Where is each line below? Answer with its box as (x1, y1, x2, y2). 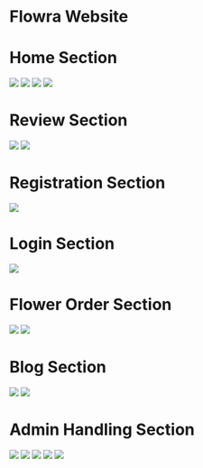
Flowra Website (9, 6, 129, 27)
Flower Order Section (9, 295, 172, 315)
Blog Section (9, 357, 106, 378)
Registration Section (9, 173, 166, 193)
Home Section (9, 48, 117, 69)
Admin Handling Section (9, 419, 196, 439)
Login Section (9, 234, 115, 254)
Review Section (9, 110, 128, 131)
